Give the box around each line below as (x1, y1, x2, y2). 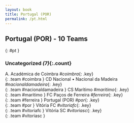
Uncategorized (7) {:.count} (5, 60, 72, 67)
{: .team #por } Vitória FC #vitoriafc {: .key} (5, 102, 91, 108)
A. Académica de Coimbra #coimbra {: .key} (5, 71, 94, 77)
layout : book (5, 7, 32, 12)
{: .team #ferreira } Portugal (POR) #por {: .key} (5, 97, 100, 103)
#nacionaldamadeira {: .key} (5, 82, 63, 88)
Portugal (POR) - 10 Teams (5, 34, 88, 43)
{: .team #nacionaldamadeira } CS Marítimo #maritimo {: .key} (5, 87, 130, 92)
